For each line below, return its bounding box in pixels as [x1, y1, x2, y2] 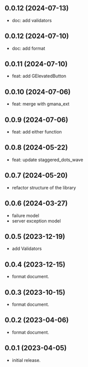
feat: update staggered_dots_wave [11, 157, 83, 163]
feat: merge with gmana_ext [11, 101, 69, 107]
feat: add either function [11, 129, 62, 135]
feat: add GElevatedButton [11, 73, 66, 79]
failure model [11, 212, 39, 218]
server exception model [11, 218, 61, 224]
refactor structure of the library [11, 184, 76, 190]
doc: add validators [11, 17, 52, 23]
